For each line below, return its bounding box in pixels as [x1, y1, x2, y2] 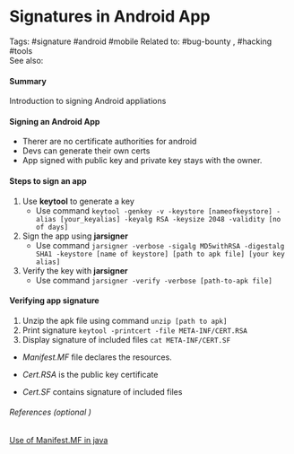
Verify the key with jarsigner [22, 265, 128, 275]
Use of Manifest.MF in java [9, 434, 108, 445]
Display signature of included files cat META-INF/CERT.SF [22, 334, 231, 345]
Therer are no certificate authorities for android [22, 136, 197, 147]
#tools [9, 45, 33, 56]
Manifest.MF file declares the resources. [22, 352, 172, 362]
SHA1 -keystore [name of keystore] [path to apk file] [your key [35, 249, 285, 258]
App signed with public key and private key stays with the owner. [22, 155, 263, 166]
